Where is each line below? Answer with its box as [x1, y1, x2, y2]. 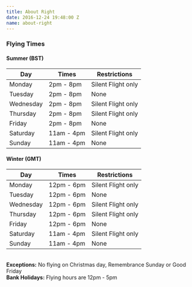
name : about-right [6, 20, 52, 26]
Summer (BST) [6, 55, 44, 62]
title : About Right [6, 8, 55, 15]
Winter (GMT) [6, 156, 42, 163]
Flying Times [6, 40, 45, 48]
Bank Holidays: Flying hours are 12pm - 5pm [6, 274, 117, 281]
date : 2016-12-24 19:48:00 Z [6, 14, 79, 20]
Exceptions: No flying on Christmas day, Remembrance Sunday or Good [6, 261, 187, 268]
